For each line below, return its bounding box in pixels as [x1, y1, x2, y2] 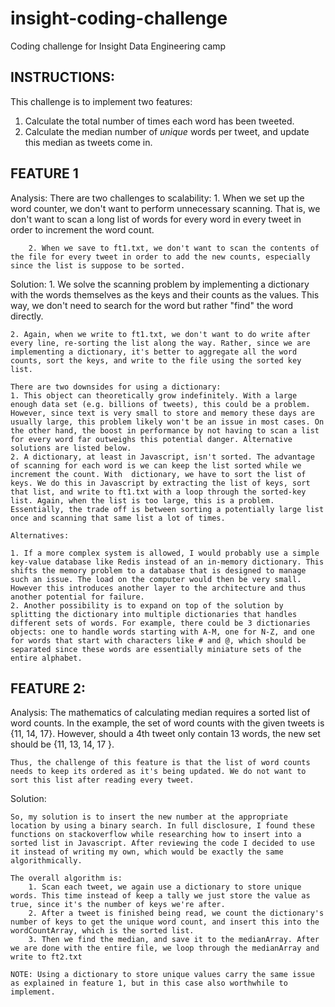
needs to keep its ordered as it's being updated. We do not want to [10, 767, 307, 777]
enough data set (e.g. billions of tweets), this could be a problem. [10, 399, 311, 409]
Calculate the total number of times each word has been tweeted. [24, 115, 295, 127]
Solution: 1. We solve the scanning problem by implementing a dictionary [10, 278, 310, 290]
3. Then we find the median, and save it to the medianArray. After [28, 935, 320, 945]
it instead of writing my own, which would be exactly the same [10, 847, 284, 857]
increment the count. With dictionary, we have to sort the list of [10, 469, 307, 479]
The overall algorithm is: [10, 873, 123, 884]
